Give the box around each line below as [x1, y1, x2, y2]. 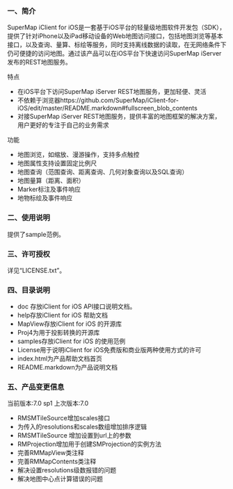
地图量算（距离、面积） [17, 176, 85, 185]
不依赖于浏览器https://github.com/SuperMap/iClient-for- [17, 96, 179, 105]
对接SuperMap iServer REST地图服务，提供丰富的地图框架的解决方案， [17, 113, 221, 121]
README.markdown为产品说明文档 [17, 363, 118, 372]
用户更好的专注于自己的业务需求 [17, 121, 109, 129]
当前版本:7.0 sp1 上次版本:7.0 [7, 399, 89, 408]
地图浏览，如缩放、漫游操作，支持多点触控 [17, 151, 140, 159]
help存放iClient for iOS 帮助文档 [17, 311, 108, 320]
